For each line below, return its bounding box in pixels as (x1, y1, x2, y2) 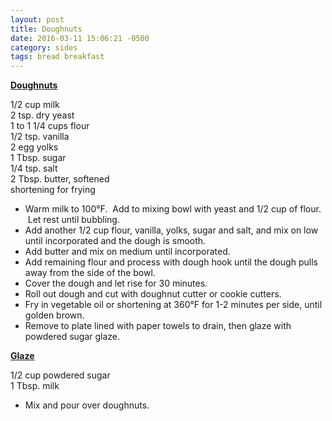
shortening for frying (10, 184, 96, 196)
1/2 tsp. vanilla (10, 131, 70, 143)
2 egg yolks (10, 141, 59, 153)
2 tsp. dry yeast (10, 109, 75, 121)
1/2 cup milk (10, 99, 60, 111)
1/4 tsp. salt (10, 162, 58, 175)
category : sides (10, 42, 78, 53)
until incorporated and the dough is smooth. (24, 235, 207, 247)
